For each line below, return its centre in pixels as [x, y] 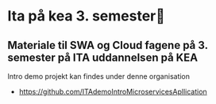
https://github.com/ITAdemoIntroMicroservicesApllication [113, 91]
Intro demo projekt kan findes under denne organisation [99, 76]
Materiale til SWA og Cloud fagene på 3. [108, 45]
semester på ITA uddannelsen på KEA [103, 57]
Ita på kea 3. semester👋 [87, 16]
